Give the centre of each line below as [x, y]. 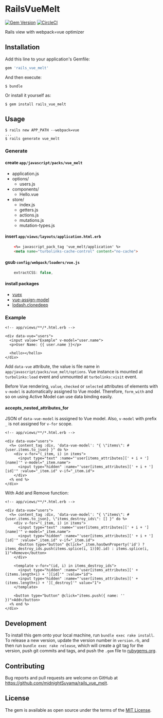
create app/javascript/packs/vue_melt [44, 162]
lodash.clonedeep [30, 305]
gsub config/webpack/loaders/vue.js [43, 262]
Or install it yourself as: [28, 95]
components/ [26, 189]
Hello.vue [29, 194]
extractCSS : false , [34, 272]
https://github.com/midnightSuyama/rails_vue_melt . [57, 683]
